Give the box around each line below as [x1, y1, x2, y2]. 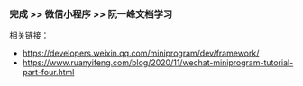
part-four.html [22, 67, 75, 78]
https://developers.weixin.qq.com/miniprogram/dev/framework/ [22, 47, 260, 59]
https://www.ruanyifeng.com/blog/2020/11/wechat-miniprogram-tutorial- [22, 57, 294, 68]
